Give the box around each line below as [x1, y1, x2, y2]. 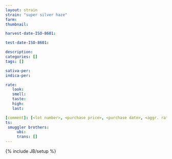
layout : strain [5, 7, 38, 13]
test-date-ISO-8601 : [5, 40, 50, 46]
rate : [5, 82, 17, 87]
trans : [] [16, 134, 38, 140]
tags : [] [5, 59, 24, 64]
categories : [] [5, 54, 38, 59]
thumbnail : [5, 21, 29, 27]
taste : [12, 97, 27, 102]
